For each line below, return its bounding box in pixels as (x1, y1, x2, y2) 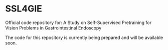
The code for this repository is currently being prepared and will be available (5, 34, 163, 40)
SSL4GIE (5, 3, 43, 14)
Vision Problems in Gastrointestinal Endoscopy (5, 24, 102, 30)
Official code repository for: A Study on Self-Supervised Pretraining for (5, 19, 152, 25)
